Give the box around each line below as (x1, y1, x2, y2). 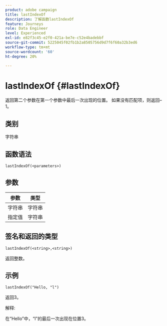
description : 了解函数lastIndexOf (5, 17, 74, 22)
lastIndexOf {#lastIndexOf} (5, 80, 120, 91)
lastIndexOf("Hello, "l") (5, 285, 59, 290)
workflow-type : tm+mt (5, 45, 50, 50)
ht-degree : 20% (5, 54, 37, 59)
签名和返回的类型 (5, 232, 58, 241)
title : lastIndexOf (5, 12, 46, 17)
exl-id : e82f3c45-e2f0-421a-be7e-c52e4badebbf (5, 36, 104, 41)
